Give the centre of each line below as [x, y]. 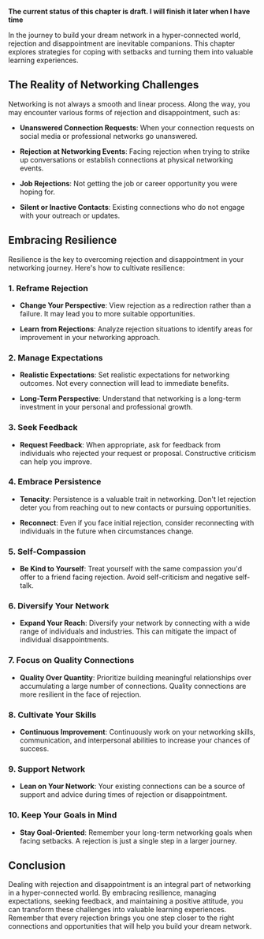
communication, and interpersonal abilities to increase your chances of [135, 740]
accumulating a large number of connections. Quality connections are [133, 686]
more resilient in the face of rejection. [80, 694]
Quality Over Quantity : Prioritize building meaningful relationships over [136, 677]
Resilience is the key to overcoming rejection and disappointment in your [126, 259]
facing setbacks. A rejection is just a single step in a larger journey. [128, 840]
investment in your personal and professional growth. [106, 407]
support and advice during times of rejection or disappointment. [123, 795]
